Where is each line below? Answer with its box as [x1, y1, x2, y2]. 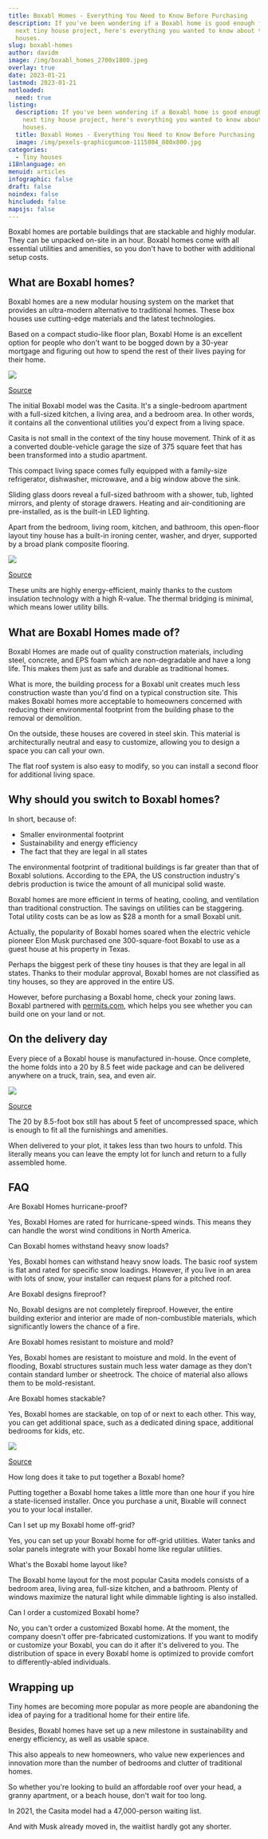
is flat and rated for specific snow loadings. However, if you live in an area [8, 1265, 251, 1275]
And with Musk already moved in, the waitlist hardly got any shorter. [8, 1821, 231, 1832]
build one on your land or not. [8, 1009, 105, 1018]
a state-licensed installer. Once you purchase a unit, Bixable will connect [8, 1497, 247, 1506]
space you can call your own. [8, 746, 105, 755]
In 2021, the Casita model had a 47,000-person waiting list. [8, 1806, 202, 1816]
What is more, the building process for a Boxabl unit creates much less [8, 679, 241, 689]
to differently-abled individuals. [8, 1657, 111, 1667]
